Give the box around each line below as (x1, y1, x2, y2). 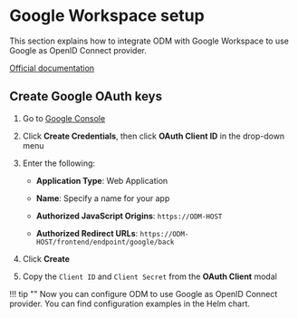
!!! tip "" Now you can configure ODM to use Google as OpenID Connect (9, 288, 278, 299)
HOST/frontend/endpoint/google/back (35, 237, 175, 246)
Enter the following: (22, 158, 96, 169)
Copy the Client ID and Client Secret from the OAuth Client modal (22, 271, 278, 282)
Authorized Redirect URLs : (35, 227, 139, 238)
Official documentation (9, 63, 95, 73)
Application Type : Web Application (35, 175, 168, 186)
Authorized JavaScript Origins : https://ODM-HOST (35, 210, 223, 221)
